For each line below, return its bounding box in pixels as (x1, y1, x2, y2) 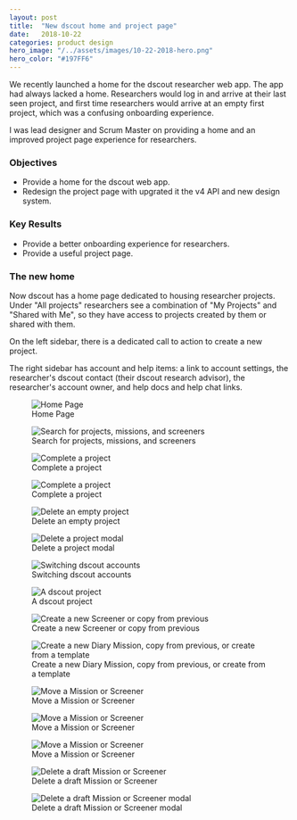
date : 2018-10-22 (9, 29, 82, 38)
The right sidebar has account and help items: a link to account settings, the (9, 362, 289, 373)
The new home (9, 269, 76, 282)
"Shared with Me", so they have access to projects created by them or (9, 309, 267, 319)
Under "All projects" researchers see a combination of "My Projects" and (9, 300, 277, 311)
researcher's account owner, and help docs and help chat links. (9, 381, 243, 393)
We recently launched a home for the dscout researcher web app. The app (9, 79, 284, 89)
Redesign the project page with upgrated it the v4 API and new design (21, 186, 281, 197)
